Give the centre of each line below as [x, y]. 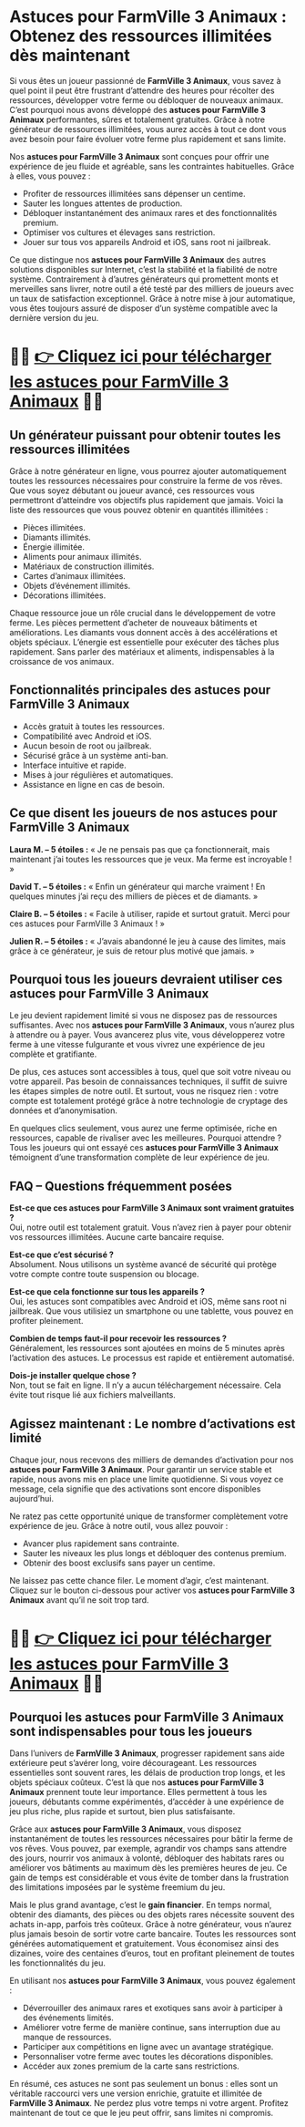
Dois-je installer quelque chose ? [73, 1376]
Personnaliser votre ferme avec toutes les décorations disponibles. [148, 2056]
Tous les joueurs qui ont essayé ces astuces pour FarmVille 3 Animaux [144, 1148]
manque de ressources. [67, 2037]
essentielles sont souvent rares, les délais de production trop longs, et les [147, 1772]
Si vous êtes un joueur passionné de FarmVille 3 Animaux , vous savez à [145, 80]
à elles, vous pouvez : [50, 176]
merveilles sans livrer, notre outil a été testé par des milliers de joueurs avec [152, 288]
